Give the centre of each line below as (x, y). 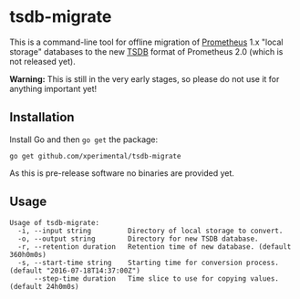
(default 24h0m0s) (44, 286)
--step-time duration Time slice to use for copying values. (156, 278)
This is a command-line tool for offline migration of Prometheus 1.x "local (146, 42)
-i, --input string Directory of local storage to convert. (150, 231)
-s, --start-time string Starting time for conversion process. (149, 263)
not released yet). (42, 61)
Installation (42, 117)
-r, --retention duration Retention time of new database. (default (155, 247)
